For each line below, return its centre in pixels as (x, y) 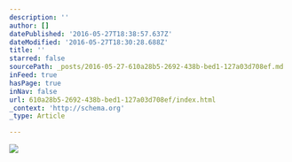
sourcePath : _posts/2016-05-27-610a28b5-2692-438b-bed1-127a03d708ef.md (146, 67)
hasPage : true (36, 83)
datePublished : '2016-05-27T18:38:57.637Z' (91, 34)
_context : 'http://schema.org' (67, 108)
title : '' (28, 50)
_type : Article (37, 116)
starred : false (37, 58)
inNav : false (33, 91)
